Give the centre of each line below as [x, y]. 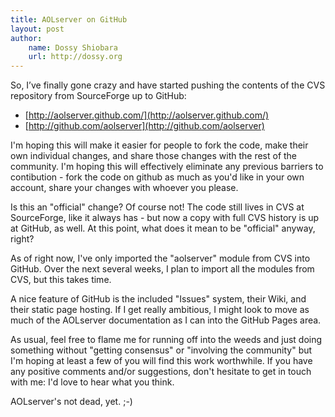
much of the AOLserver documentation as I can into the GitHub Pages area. [166, 320]
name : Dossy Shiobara [73, 47]
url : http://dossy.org [75, 57]
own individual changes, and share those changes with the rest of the [154, 156]
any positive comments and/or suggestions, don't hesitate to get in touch [161, 372]
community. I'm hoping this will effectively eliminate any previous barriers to [167, 167]
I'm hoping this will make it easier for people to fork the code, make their [159, 145]
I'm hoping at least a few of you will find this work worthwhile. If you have [161, 361]
